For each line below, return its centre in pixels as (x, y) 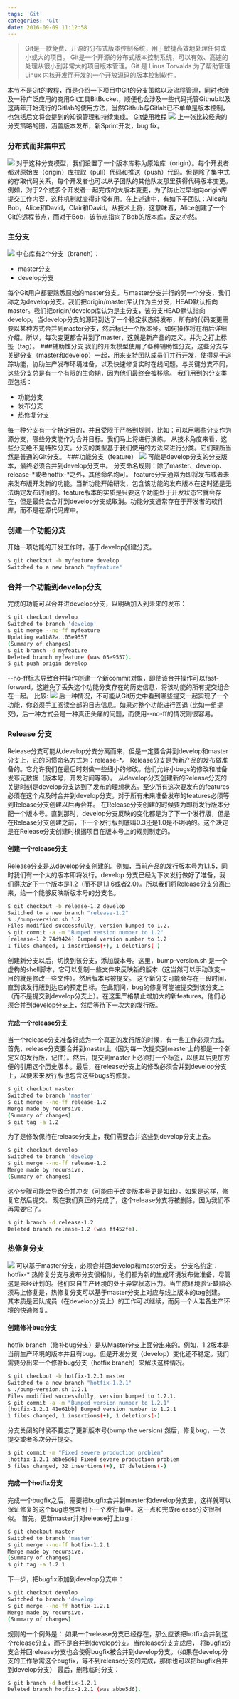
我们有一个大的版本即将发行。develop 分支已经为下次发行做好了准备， (116, 874)
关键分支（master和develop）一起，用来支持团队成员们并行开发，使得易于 (116, 355)
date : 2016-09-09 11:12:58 (47, 27)
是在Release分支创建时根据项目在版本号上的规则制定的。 (91, 831)
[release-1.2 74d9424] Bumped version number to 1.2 (87, 939)
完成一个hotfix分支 (35, 1483)
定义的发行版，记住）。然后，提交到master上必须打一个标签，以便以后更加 (116, 1058)
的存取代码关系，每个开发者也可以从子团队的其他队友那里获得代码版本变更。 (119, 181)
